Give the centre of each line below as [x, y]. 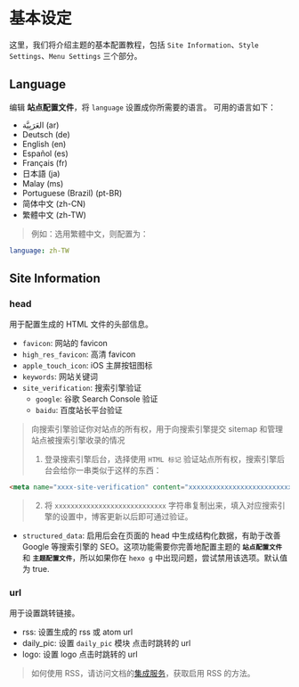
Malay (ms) [43, 183]
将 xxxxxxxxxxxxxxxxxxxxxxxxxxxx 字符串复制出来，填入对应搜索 [161, 506]
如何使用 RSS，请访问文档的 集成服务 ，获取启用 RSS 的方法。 [143, 674]
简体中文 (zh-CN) [54, 203]
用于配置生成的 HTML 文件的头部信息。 [81, 324]
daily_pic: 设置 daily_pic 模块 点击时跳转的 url [106, 643]
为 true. [36, 569]
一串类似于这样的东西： [118, 470]
